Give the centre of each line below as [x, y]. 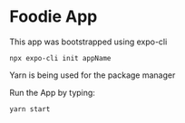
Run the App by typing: [52, 92]
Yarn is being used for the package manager [92, 75]
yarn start [30, 109]
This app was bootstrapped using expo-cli [88, 42]
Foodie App [54, 17]
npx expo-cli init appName [60, 58]
